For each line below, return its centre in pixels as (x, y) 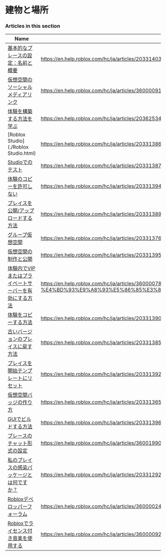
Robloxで (18, 523)
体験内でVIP (21, 269)
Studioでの (20, 162)
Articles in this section (33, 26)
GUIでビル (20, 419)
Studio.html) (22, 153)
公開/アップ (21, 210)
